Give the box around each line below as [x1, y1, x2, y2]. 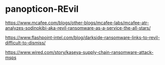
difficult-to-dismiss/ [5, 39, 46, 45]
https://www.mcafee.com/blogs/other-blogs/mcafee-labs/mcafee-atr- [5, 20, 149, 26]
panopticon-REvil [5, 3, 79, 15]
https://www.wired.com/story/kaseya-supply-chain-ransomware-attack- [5, 49, 154, 55]
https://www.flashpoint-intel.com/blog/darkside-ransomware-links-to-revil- [5, 34, 160, 40]
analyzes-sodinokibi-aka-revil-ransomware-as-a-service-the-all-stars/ [5, 25, 151, 31]
